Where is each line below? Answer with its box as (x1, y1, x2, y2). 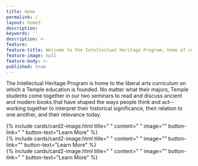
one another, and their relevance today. (6, 111, 101, 118)
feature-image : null (6, 53, 57, 58)
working (6, 105, 27, 112)
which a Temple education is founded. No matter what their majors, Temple (6, 86, 189, 93)
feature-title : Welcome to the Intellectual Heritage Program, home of (6, 47, 186, 53)
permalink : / (6, 14, 38, 20)
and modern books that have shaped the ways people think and (6, 99, 161, 106)
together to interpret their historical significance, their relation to (27, 105, 183, 112)
